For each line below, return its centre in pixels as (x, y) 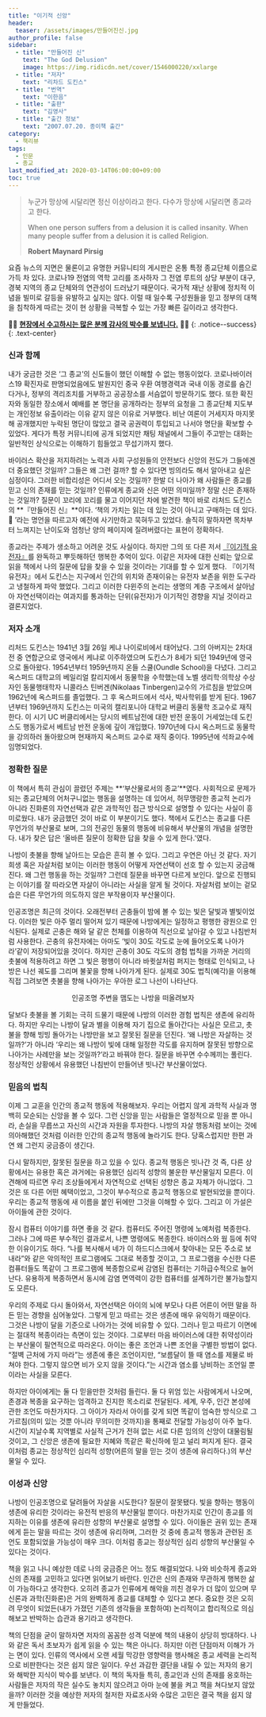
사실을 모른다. (50, 1375)
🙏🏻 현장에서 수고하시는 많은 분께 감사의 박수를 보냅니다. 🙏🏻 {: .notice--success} (133, 324)
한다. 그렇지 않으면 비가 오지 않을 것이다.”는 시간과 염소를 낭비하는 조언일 (135, 1365)
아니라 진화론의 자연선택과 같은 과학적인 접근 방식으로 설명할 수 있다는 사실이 (127, 808)
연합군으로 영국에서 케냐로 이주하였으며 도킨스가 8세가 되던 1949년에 (131, 658)
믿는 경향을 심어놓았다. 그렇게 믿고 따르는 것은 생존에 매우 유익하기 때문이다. (133, 1315)
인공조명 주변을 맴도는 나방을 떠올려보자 (133, 997)
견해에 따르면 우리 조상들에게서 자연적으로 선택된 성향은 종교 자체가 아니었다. (127, 1182)
